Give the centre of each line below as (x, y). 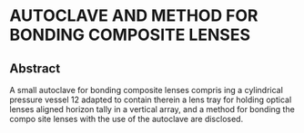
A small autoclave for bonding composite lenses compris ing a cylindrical (147, 90)
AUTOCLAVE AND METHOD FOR (134, 16)
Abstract (35, 68)
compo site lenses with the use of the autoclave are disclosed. (127, 119)
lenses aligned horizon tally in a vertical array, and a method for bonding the (152, 109)
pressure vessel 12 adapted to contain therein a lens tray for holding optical (151, 100)
